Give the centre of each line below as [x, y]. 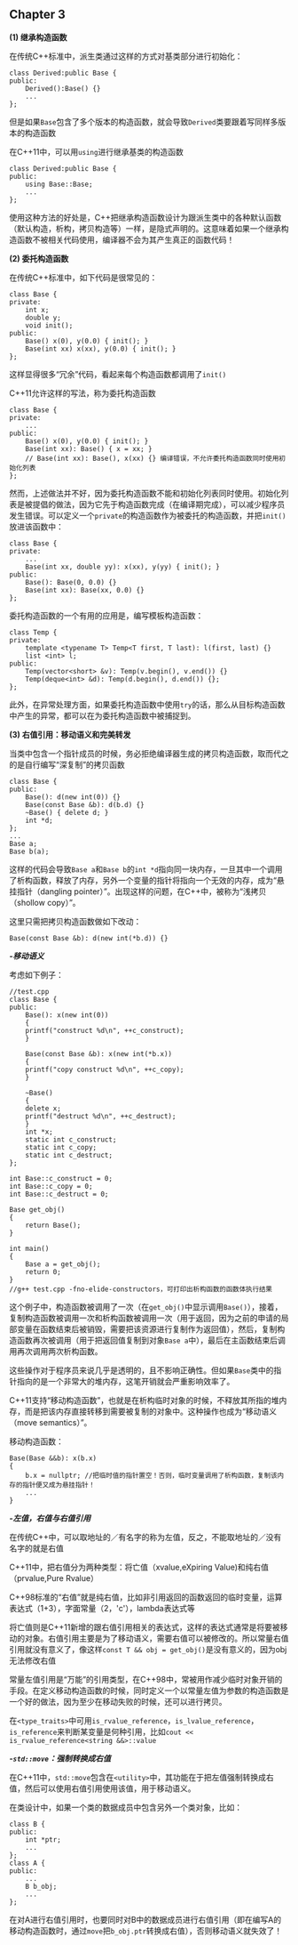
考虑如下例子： [36, 974]
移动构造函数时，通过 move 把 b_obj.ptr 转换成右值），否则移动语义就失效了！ [146, 1931]
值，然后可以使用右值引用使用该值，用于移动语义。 [102, 1788]
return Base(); [53, 1225]
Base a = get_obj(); [63, 1264]
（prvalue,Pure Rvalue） [54, 1578]
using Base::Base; [59, 184]
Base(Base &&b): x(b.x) [53, 1458]
